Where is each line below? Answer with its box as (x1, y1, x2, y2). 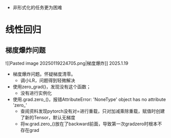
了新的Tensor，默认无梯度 (20, 115, 76, 120)
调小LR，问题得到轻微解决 (20, 78, 76, 83)
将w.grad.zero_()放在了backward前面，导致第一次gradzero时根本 (20, 121, 158, 127)
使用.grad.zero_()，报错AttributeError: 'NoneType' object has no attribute (12, 96, 166, 102)
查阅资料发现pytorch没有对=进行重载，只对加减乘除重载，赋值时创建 (20, 108, 165, 114)
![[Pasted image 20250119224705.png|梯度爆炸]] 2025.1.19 (5, 60, 129, 66)
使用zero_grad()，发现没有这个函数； (12, 84, 91, 90)
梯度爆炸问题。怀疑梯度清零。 (12, 71, 76, 77)
